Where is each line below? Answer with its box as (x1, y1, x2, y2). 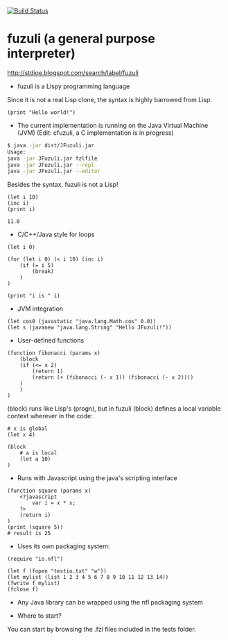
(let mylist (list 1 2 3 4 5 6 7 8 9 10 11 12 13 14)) (7, 574, 169, 581)
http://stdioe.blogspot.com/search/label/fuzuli (7, 68, 139, 76)
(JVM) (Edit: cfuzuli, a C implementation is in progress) (17, 129, 175, 137)
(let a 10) (19, 456, 51, 463)
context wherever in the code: (7, 412, 93, 420)
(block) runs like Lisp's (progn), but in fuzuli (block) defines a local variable (7, 404, 221, 413)
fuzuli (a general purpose (7, 31, 156, 47)
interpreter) (7, 46, 76, 62)
